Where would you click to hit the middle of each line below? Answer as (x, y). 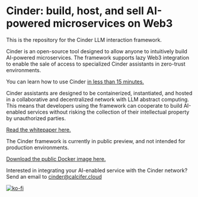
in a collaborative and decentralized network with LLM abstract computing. (98, 99)
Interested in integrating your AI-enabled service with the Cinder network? (97, 170)
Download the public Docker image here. (56, 159)
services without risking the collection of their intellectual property (108, 112)
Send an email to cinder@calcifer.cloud (54, 176)
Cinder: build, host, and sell (75, 11)
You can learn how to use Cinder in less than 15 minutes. (75, 82)
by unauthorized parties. (36, 118)
